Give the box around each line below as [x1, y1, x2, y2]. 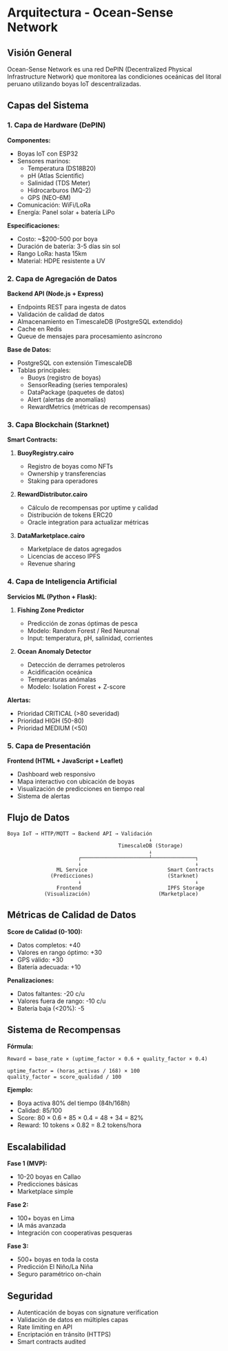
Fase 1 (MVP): [7, 1159, 48, 1168]
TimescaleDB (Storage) [118, 842, 184, 849]
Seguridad [7, 1290, 53, 1301]
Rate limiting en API [17, 1323, 73, 1331]
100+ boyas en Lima [17, 1214, 74, 1222]
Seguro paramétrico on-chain [17, 1270, 101, 1279]
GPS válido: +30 [17, 956, 64, 964]
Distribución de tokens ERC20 [27, 511, 113, 519]
